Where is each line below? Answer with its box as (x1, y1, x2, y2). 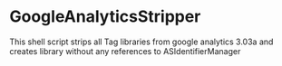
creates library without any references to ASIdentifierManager (9, 45, 241, 56)
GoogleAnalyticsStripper (9, 6, 201, 27)
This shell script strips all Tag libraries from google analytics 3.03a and (9, 36, 274, 47)
